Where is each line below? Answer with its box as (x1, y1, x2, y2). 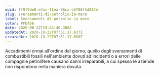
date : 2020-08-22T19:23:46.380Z (5, 25, 72, 30)
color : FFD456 (5, 21, 35, 26)
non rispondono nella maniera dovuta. (5, 63, 82, 69)
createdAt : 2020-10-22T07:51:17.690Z (5, 35, 83, 40)
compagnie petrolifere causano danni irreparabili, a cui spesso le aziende (5, 58, 155, 64)
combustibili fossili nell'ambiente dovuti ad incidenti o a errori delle (5, 53, 141, 59)
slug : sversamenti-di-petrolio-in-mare (5, 12, 87, 17)
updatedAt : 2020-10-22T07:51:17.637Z (5, 30, 83, 35)
